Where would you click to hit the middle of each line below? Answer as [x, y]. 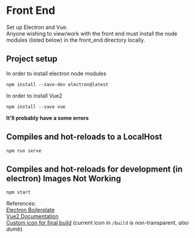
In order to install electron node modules [56, 74]
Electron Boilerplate [31, 210]
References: [21, 204]
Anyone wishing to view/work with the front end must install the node [92, 33]
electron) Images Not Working [64, 178]
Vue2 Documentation [32, 216]
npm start [19, 193]
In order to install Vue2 [34, 96]
